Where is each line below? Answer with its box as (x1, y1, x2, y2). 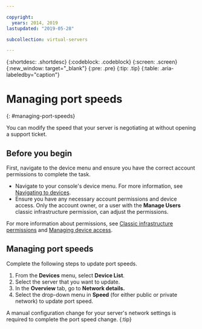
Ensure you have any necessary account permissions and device (15, 195, 177, 202)
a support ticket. (6, 131, 47, 138)
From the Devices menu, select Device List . (15, 271, 125, 279)
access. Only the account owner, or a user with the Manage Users (15, 202, 181, 209)
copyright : (6, 14, 34, 20)
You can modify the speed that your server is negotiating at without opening (6, 124, 196, 131)
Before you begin (6, 148, 73, 158)
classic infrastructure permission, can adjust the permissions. (15, 208, 169, 215)
